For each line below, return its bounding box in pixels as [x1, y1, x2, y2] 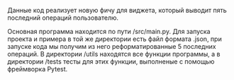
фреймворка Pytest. [7, 65, 68, 73]
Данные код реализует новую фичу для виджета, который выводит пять [7, 6, 227, 14]
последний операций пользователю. [7, 13, 119, 22]
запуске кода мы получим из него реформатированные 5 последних [7, 42, 216, 50]
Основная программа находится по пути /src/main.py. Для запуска [7, 28, 211, 35]
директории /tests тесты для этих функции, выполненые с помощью [7, 57, 215, 66]
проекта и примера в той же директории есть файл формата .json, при [7, 35, 222, 43]
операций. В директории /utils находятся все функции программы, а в [7, 50, 221, 58]
